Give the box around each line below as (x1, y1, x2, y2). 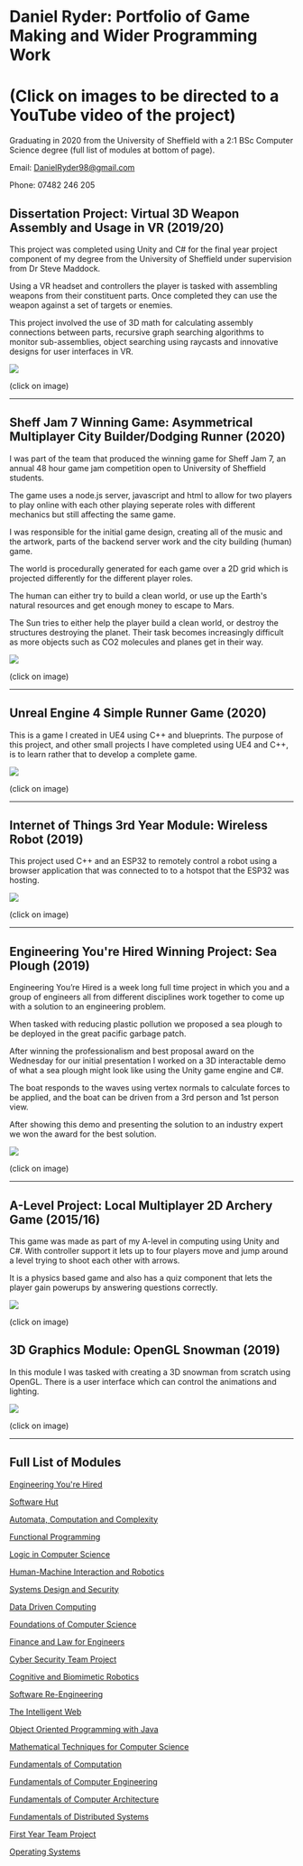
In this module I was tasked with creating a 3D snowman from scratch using (9, 1366, 291, 1378)
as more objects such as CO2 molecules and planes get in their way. (9, 636, 264, 647)
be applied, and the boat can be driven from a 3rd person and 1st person (9, 1092, 280, 1103)
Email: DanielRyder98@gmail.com (9, 162, 135, 173)
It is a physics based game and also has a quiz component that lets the (9, 1273, 273, 1283)
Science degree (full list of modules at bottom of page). (9, 144, 216, 155)
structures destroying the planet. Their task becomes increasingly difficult (9, 627, 284, 637)
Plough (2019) (9, 958, 90, 973)
